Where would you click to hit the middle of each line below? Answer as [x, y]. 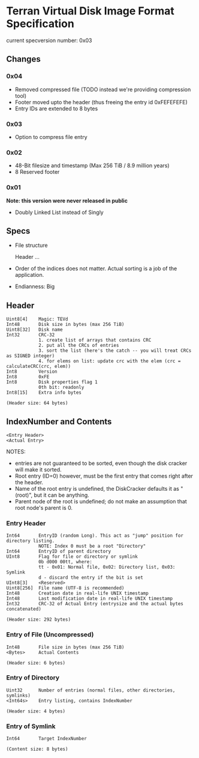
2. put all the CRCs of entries [79, 346]
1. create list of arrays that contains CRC [95, 340]
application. [29, 275]
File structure [31, 245]
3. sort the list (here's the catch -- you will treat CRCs [115, 351]
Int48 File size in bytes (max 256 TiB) [65, 647]
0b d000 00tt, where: [65, 562]
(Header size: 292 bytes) [38, 620]
